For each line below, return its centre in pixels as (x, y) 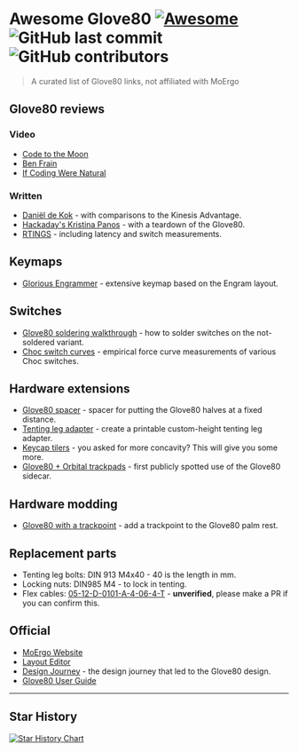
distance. (39, 420)
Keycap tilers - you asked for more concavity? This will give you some (150, 447)
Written (26, 195)
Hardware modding (63, 504)
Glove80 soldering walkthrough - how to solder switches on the (138, 332)
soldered (38, 342)
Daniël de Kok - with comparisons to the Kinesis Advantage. (132, 215)
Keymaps (36, 262)
